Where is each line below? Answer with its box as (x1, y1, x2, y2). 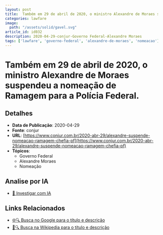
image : (5, 20, 18, 26)
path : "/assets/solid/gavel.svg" (9, 25, 77, 30)
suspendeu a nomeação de (5, 80, 116, 91)
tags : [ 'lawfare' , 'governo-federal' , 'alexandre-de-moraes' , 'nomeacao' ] (5, 39, 160, 44)
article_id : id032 (5, 29, 42, 34)
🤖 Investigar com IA (12, 190, 51, 196)
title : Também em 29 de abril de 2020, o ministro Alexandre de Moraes (5, 12, 155, 16)
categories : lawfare (5, 16, 47, 21)
